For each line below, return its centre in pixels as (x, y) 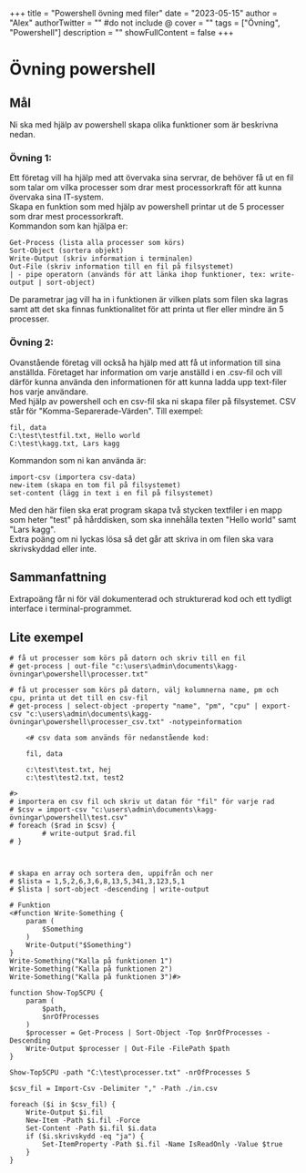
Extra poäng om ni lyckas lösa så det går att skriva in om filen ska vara (142, 539)
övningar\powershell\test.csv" (69, 818)
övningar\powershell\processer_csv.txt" (87, 722)
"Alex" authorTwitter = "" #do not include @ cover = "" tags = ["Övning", (145, 23)
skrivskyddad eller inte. (53, 548)
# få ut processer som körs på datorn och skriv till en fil (128, 658)
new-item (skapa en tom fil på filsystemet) (95, 485)
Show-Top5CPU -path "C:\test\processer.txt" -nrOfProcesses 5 (130, 1073)
